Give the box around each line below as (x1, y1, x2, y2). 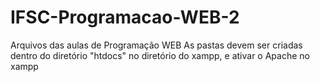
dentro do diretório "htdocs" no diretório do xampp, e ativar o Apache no (10, 49, 310, 61)
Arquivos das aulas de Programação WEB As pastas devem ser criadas (10, 39, 303, 51)
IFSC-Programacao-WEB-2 (10, 6, 240, 29)
